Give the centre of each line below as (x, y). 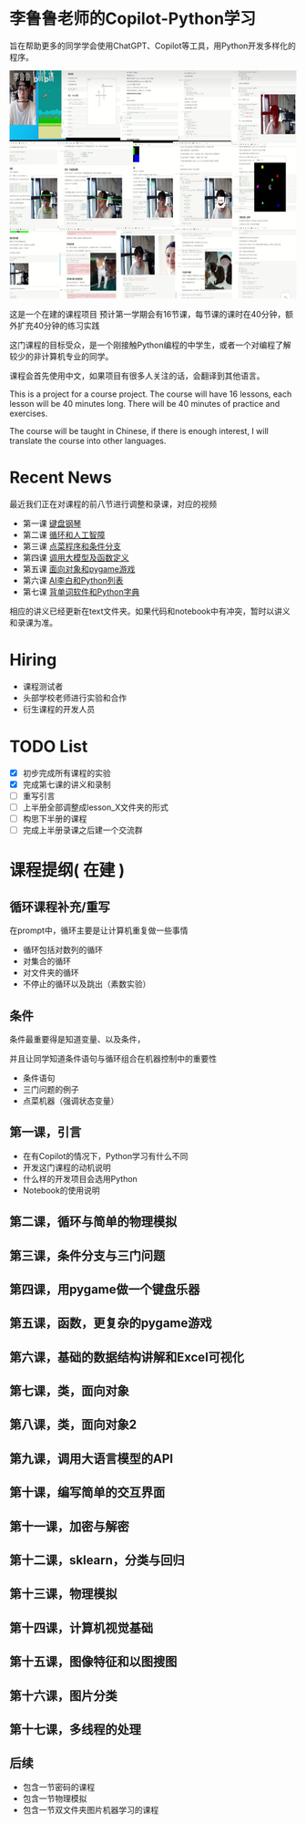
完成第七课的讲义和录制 (66, 784)
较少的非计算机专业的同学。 (61, 356)
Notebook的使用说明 (61, 1190)
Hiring (33, 660)
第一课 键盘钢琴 (52, 523)
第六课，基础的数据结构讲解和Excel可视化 (127, 1357)
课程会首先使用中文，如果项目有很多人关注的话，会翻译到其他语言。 (137, 376)
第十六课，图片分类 (63, 1696)
